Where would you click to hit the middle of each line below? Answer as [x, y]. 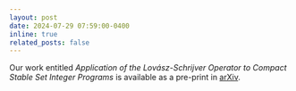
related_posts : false [50, 42]
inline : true [34, 34]
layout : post [34, 17]
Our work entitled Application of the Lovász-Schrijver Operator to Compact [148, 68]
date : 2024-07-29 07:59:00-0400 [69, 26]
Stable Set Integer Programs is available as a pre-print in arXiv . [125, 78]
